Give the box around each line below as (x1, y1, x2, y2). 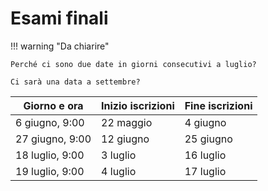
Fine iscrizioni (184, 98, 253, 112)
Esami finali (10, 7, 109, 30)
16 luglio (184, 148, 227, 162)
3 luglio (101, 148, 137, 162)
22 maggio (101, 115, 153, 129)
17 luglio (184, 164, 227, 178)
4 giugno (184, 115, 227, 129)
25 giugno (184, 132, 233, 146)
